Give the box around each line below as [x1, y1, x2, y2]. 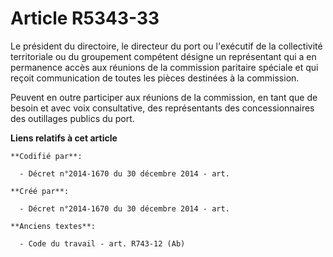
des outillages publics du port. [10, 112, 135, 124]
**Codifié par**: [10, 151, 83, 161]
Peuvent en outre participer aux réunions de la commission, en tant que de [10, 91, 318, 103]
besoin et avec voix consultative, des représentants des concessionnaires [10, 102, 315, 114]
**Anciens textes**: [10, 221, 97, 231]
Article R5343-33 [10, 7, 160, 30]
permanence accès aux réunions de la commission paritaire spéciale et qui [10, 61, 319, 73]
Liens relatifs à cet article [10, 132, 118, 144]
